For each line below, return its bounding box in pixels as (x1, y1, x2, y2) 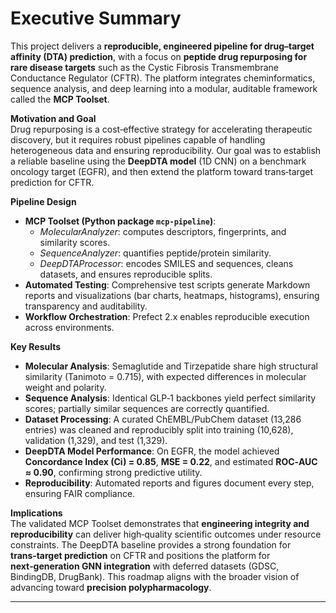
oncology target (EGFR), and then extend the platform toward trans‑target (10, 165, 313, 177)
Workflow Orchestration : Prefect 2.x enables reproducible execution (24, 310, 310, 322)
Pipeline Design (10, 195, 77, 207)
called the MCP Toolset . (10, 93, 110, 105)
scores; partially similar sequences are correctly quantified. (24, 402, 270, 414)
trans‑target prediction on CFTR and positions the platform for (10, 549, 271, 561)
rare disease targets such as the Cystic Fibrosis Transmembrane (10, 61, 279, 73)
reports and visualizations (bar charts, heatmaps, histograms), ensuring (24, 289, 320, 301)
